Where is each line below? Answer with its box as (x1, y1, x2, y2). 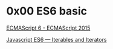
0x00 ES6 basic (6, 4, 88, 18)
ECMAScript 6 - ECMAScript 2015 (6, 24, 91, 31)
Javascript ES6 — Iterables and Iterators (6, 36, 107, 43)
